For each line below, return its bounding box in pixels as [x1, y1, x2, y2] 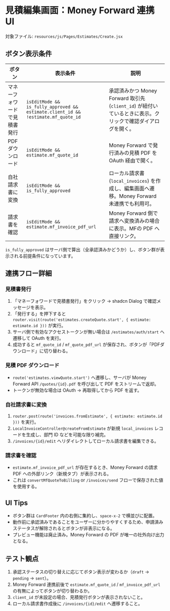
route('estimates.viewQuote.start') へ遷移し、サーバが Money [12, 374, 147, 380]
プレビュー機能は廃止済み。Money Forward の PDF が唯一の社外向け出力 [12, 532, 164, 538]
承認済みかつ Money [108, 87, 157, 94]
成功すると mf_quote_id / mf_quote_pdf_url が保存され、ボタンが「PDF [12, 341, 160, 348]
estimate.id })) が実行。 [12, 323, 66, 329]
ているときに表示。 [108, 110, 155, 117]
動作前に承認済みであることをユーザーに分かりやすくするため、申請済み [12, 519, 163, 525]
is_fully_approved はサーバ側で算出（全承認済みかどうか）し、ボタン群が [5, 246, 160, 252]
